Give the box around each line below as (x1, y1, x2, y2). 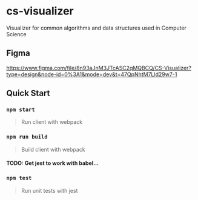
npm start (6, 106, 35, 113)
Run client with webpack (21, 118, 83, 126)
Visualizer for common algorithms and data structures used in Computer (6, 24, 186, 31)
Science (6, 30, 27, 37)
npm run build (6, 134, 48, 140)
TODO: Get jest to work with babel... (6, 160, 99, 167)
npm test (6, 175, 32, 182)
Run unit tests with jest (21, 187, 78, 194)
